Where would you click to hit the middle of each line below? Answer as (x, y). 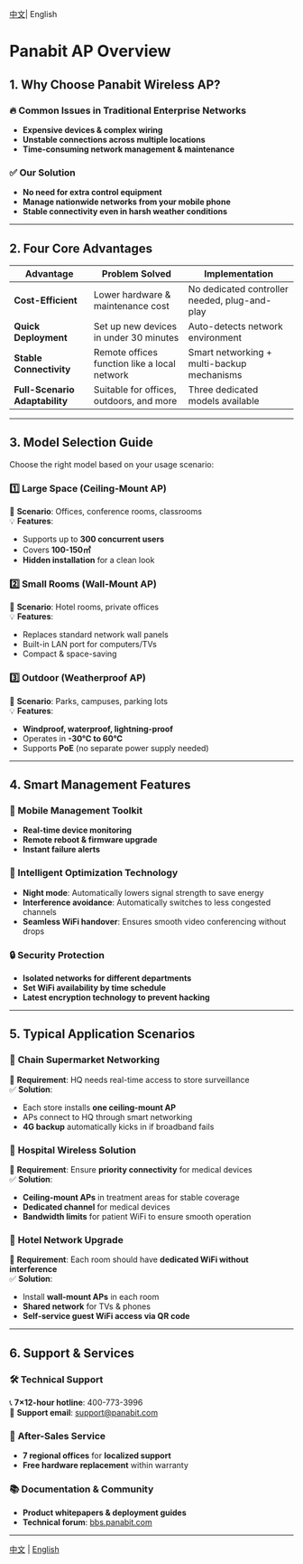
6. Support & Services (72, 1353)
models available (224, 400)
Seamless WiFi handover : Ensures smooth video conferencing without (154, 921)
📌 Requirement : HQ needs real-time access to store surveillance (129, 1079)
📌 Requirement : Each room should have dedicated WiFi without (129, 1259)
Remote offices (125, 352)
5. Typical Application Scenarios (102, 1034)
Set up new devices (135, 326)
